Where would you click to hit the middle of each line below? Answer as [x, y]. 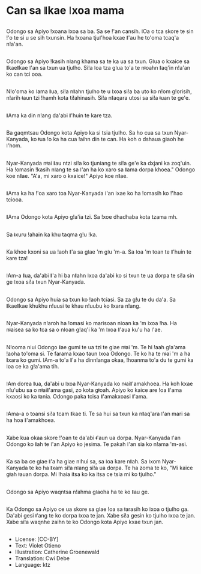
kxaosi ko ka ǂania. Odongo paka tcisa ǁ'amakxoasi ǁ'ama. [77, 397]
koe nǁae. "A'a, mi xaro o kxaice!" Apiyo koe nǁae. [67, 176]
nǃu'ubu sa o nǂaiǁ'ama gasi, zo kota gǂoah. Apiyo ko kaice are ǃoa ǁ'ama [94, 390]
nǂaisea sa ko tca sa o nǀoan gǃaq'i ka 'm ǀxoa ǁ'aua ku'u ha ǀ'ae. [84, 330]
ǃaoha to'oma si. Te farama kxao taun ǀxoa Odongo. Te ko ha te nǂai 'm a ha [98, 353]
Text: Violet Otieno [38, 546]
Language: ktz [33, 565]
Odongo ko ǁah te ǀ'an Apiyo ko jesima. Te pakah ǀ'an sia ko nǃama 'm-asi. [97, 444]
